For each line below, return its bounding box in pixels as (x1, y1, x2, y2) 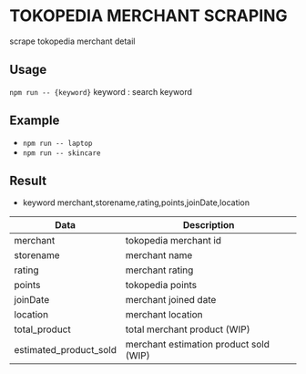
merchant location (125, 308, 203, 321)
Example (9, 113, 60, 129)
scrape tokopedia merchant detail (9, 36, 136, 47)
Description (182, 219, 235, 232)
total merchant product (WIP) (125, 323, 250, 336)
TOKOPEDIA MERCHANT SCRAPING (9, 5, 289, 26)
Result (9, 172, 47, 188)
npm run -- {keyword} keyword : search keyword (9, 86, 193, 97)
